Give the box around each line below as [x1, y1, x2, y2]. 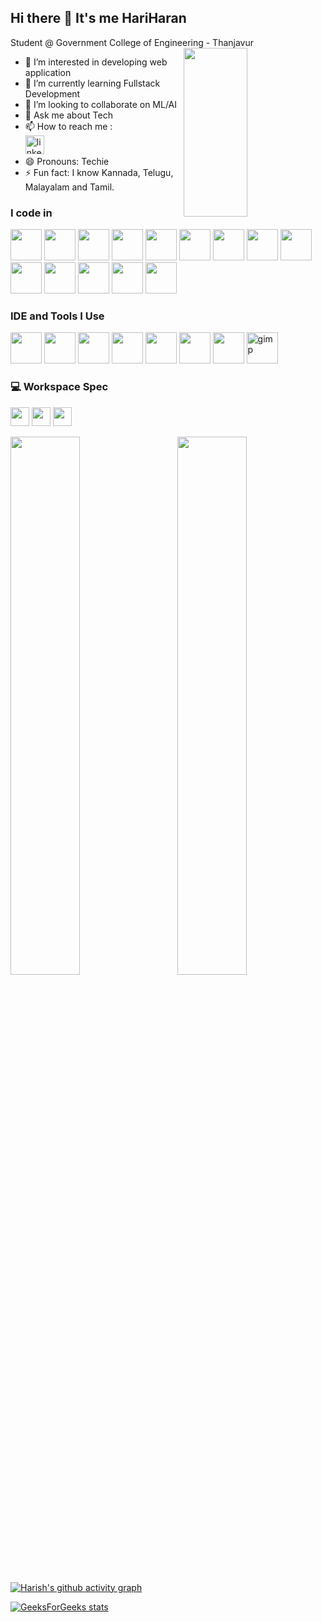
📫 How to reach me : [24, 120, 113, 132]
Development [24, 87, 81, 100]
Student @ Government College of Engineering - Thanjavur [10, 36, 255, 48]
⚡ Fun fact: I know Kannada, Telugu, [24, 166, 174, 178]
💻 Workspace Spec [10, 380, 109, 394]
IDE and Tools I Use [10, 309, 105, 323]
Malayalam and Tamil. [24, 181, 115, 193]
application [24, 66, 72, 78]
